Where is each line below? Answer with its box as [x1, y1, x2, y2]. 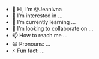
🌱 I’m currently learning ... [11, 19, 76, 25]
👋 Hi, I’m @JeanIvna [11, 6, 62, 13]
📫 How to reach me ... [11, 32, 68, 39]
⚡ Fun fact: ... [11, 47, 45, 54]
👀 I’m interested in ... [11, 12, 63, 19]
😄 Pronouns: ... [11, 40, 51, 48]
